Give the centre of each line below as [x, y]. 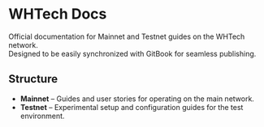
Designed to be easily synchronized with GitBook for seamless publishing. [132, 53]
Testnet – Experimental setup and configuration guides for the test [132, 107]
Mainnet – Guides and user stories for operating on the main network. [137, 99]
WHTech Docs [58, 14]
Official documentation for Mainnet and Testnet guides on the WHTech [127, 36]
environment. [42, 116]
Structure [33, 79]
